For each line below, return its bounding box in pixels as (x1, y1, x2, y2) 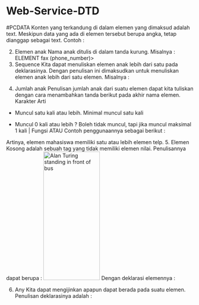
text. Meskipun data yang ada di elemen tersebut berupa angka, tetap (6, 30, 177, 37)
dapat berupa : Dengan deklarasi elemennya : (6, 274, 176, 281)
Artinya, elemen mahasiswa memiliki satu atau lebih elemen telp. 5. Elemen (6, 138, 189, 145)
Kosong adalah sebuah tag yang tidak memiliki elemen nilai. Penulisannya (6, 145, 186, 152)
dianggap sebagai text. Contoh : (6, 36, 85, 43)
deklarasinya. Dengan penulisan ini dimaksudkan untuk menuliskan (14, 67, 179, 74)
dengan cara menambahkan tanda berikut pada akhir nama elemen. (14, 91, 181, 98)
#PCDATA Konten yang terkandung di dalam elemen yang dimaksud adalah (6, 24, 190, 31)
